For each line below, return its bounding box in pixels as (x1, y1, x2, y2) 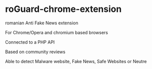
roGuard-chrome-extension (5, 3, 122, 15)
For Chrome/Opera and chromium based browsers (5, 29, 108, 35)
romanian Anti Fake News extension (5, 20, 78, 26)
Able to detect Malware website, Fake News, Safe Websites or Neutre (5, 58, 147, 64)
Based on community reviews (5, 49, 66, 55)
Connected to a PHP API (5, 39, 55, 45)
